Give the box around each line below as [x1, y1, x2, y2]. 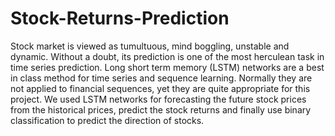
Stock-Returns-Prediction [10, 7, 230, 30]
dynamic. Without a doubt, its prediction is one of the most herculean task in [10, 50, 325, 62]
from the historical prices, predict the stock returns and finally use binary [10, 103, 312, 116]
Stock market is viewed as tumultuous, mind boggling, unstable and [10, 40, 290, 52]
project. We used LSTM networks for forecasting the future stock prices [10, 93, 307, 105]
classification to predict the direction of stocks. [10, 114, 205, 126]
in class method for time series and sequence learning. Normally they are [10, 72, 313, 84]
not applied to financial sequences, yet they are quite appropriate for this [10, 82, 311, 94]
